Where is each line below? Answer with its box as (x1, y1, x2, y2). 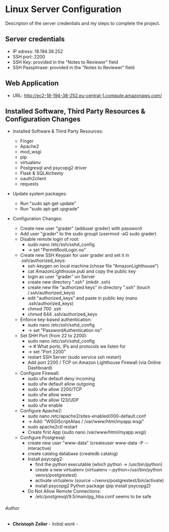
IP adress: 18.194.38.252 (12, 48, 63, 54)
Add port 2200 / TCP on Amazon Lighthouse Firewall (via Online (27, 359, 161, 365)
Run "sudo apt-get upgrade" (20, 206, 80, 212)
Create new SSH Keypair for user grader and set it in (20, 252, 130, 258)
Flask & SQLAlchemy (20, 170, 64, 176)
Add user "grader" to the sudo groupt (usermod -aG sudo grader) (20, 231, 157, 237)
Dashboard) (27, 365, 52, 371)
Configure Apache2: (20, 408, 63, 414)
